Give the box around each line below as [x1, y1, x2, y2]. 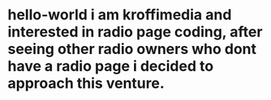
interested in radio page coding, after [7, 23, 263, 41]
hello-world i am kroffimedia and [7, 6, 232, 24]
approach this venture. [7, 74, 165, 93]
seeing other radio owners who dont [7, 40, 257, 58]
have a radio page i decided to [7, 57, 214, 76]
